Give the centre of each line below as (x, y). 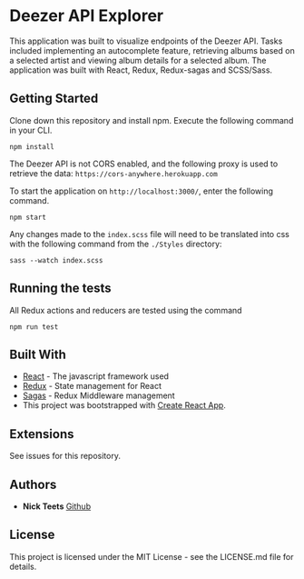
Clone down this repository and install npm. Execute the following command (152, 120)
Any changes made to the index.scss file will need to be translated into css (150, 234)
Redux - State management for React (92, 386)
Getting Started (54, 99)
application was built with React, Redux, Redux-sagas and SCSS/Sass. (141, 70)
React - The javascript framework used (96, 376)
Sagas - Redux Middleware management (98, 395)
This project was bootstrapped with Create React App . (124, 405)
